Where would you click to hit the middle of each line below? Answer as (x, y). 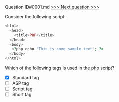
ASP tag (21, 83)
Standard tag (26, 77)
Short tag (22, 95)
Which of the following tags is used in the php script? (60, 68)
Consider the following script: (35, 17)
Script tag (22, 89)
